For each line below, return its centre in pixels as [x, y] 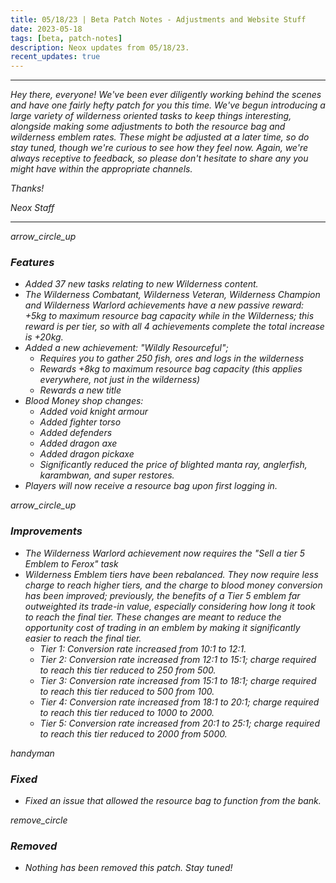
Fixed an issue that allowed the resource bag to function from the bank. [173, 801]
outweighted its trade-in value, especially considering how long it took [170, 606]
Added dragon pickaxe [87, 454]
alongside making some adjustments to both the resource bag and [148, 127]
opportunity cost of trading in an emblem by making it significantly [162, 627]
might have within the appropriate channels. [101, 169]
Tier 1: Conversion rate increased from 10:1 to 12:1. [143, 648]
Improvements [46, 531]
